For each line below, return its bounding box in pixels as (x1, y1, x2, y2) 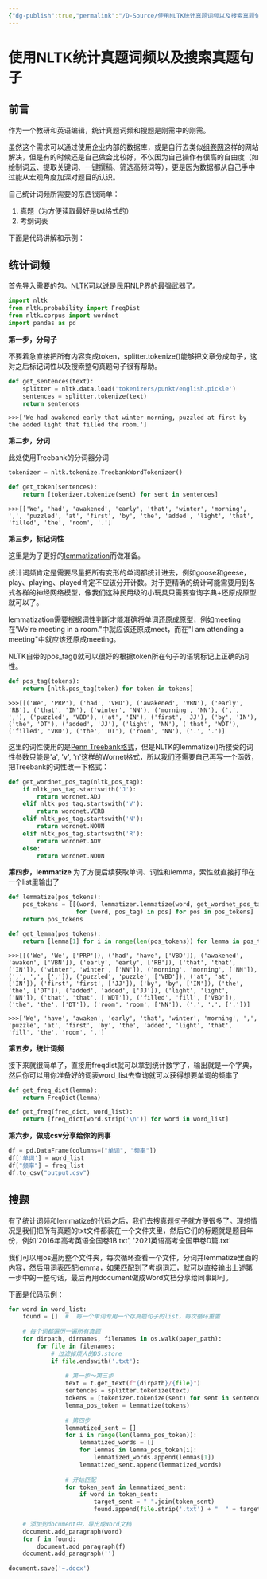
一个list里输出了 (8, 878, 60, 887)
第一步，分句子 (8, 334, 57, 344)
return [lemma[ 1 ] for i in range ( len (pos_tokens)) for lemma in (22, 937, 240, 945)
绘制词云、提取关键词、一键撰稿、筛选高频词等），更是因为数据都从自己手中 (8, 162, 256, 171)
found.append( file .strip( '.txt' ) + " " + (93, 1506, 237, 1514)
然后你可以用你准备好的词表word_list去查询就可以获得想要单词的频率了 (8, 1070, 240, 1080)
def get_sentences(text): (8, 377, 94, 385)
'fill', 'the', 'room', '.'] (8, 1028, 105, 1036)
